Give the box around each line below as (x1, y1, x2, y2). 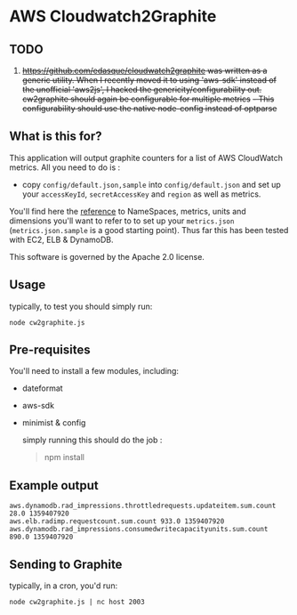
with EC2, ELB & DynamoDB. (9, 234, 114, 245)
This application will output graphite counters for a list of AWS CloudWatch (9, 152, 283, 163)
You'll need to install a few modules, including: (9, 366, 180, 376)
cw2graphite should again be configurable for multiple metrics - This (21, 93, 275, 104)
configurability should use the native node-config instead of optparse (21, 103, 277, 113)
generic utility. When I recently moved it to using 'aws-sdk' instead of (21, 75, 277, 85)
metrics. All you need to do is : (9, 162, 121, 173)
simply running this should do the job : (21, 434, 163, 446)
